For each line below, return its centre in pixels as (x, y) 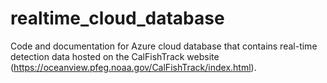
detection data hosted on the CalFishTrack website (115, 56)
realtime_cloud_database (117, 18)
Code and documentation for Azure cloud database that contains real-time (164, 46)
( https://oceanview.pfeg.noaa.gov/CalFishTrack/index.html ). (133, 67)
